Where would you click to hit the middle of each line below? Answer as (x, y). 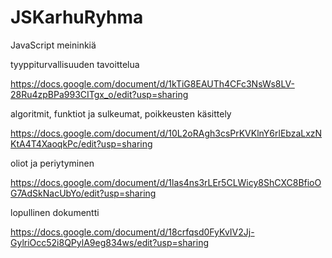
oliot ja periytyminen (52, 163)
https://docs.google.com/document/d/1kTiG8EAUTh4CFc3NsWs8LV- (152, 83)
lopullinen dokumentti (55, 212)
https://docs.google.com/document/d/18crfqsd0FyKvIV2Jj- (132, 232)
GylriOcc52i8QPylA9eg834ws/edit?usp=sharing (110, 242)
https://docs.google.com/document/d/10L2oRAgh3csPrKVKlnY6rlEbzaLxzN (166, 133)
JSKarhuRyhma (77, 17)
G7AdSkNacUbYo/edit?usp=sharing (83, 193)
